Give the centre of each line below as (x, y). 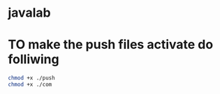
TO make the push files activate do (111, 45)
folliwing (34, 60)
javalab (29, 13)
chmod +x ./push (31, 78)
